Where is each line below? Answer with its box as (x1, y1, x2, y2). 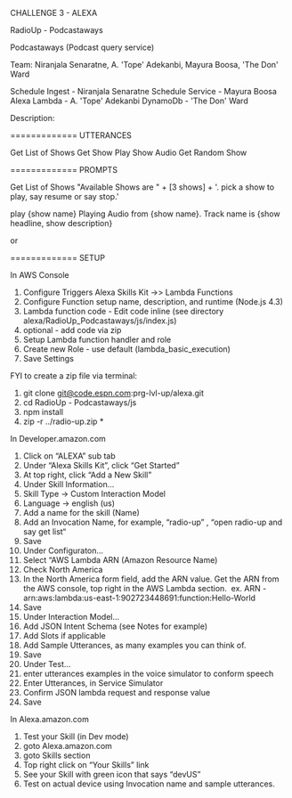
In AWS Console (10, 270, 69, 280)
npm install (22, 407, 64, 417)
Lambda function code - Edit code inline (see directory (22, 306, 224, 316)
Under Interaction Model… (22, 612, 120, 622)
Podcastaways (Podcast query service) (10, 42, 155, 53)
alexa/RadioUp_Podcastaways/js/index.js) (22, 315, 177, 326)
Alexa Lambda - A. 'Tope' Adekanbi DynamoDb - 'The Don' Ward (10, 95, 248, 106)
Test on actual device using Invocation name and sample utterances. (22, 778, 275, 789)
